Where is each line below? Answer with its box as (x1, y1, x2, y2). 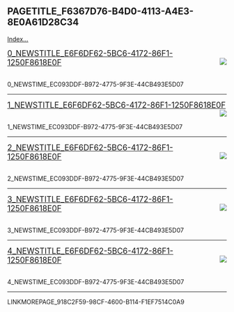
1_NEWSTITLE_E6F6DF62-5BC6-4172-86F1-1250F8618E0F (7, 100, 226, 110)
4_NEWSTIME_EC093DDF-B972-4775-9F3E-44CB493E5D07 (7, 277, 185, 286)
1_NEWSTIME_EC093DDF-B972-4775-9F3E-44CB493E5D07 (7, 122, 183, 131)
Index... (7, 35, 29, 43)
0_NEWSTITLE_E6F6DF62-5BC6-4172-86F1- (7, 48, 173, 58)
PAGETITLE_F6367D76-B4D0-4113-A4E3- (7, 6, 194, 17)
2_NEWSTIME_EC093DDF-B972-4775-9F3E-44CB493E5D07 (7, 174, 185, 183)
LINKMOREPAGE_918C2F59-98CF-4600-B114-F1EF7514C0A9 (7, 297, 185, 306)
